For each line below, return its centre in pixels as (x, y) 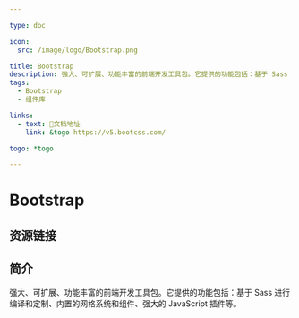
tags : (19, 83)
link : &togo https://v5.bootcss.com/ (96, 132)
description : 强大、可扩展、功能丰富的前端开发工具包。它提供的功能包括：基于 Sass (149, 74)
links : (21, 116)
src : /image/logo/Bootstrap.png (78, 50)
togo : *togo (31, 149)
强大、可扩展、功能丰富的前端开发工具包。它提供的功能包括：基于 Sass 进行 (150, 292)
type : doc (28, 25)
